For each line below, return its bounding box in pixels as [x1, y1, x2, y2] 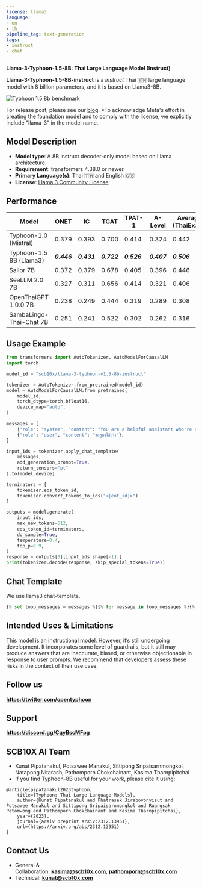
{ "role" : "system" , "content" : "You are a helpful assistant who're [17, 426, 192, 432]
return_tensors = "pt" [17, 465, 69, 472]
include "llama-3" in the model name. [6, 119, 99, 126]
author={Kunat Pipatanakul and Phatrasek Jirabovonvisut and [17, 797, 173, 804]
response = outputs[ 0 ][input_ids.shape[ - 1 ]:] [6, 554, 122, 560]
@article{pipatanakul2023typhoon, [6, 787, 93, 793]
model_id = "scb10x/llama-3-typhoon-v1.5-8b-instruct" [6, 371, 147, 377]
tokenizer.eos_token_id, [17, 487, 79, 493]
